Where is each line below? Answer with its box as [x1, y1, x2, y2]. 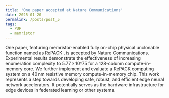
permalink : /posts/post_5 [5, 17, 60, 22]
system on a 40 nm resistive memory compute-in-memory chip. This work [5, 71, 160, 77]
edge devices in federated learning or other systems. [5, 87, 116, 93]
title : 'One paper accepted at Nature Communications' [5, 7, 123, 13]
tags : [5, 21, 17, 27]
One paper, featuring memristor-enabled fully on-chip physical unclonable [5, 45, 160, 50]
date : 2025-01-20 [5, 12, 42, 17]
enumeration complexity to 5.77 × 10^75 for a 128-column [5, 61, 124, 66]
